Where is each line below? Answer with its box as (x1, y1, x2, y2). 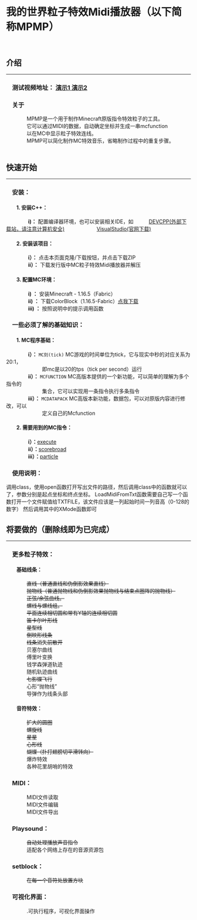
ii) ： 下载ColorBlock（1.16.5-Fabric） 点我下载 (28, 297, 139, 304)
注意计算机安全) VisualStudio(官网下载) (26, 226, 151, 233)
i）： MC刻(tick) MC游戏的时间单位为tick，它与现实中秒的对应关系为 (28, 351, 191, 358)
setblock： (12, 862, 44, 870)
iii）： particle (28, 453, 59, 460)
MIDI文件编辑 (26, 801, 59, 808)
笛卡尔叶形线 (26, 617, 57, 624)
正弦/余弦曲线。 (26, 595, 65, 602)
